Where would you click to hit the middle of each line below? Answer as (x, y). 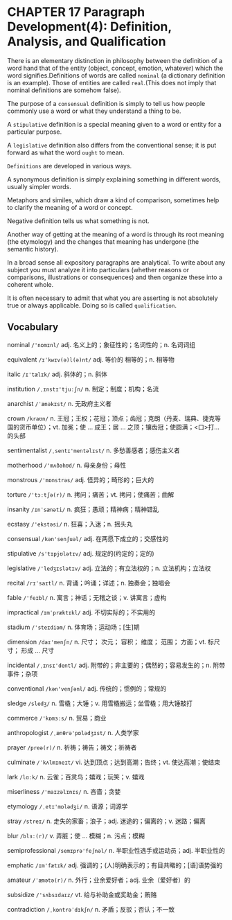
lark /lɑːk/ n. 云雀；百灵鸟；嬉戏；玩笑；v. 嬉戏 (76, 777)
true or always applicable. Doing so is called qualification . (92, 305)
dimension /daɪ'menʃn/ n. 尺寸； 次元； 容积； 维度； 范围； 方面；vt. (107, 642)
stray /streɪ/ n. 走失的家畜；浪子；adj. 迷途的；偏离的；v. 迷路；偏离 (107, 821)
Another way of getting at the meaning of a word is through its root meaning (116, 234)
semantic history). (33, 249)
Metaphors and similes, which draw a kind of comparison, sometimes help (113, 200)
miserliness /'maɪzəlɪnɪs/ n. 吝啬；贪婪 (64, 791)
